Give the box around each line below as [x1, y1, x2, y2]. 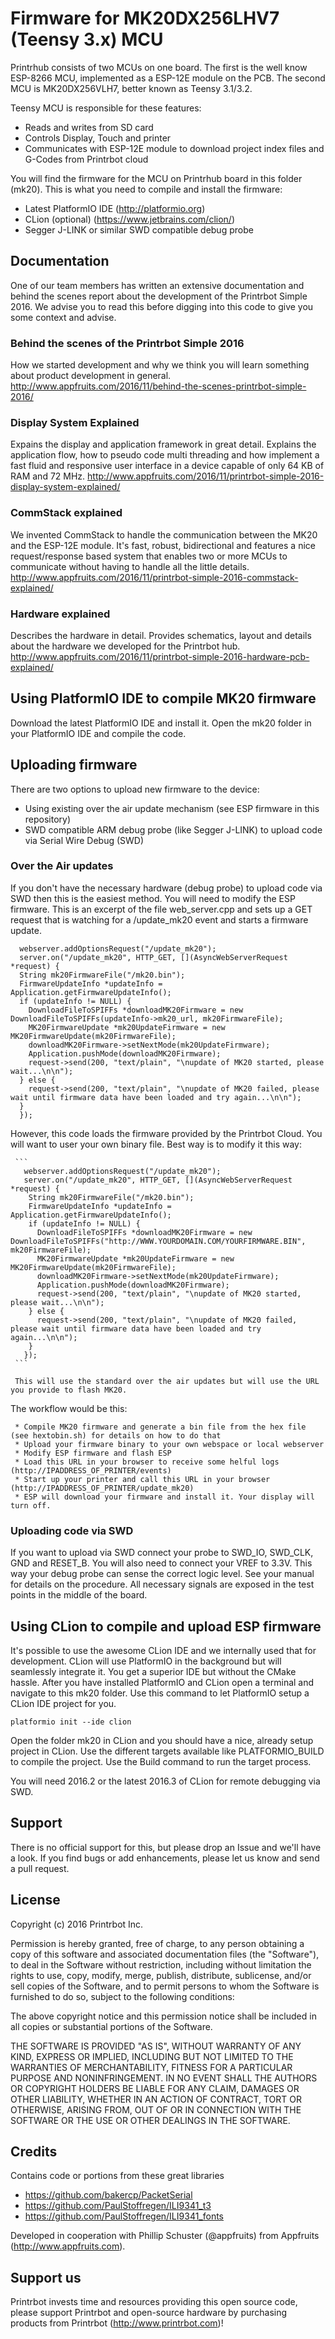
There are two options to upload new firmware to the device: [10, 783, 260, 795]
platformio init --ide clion [10, 1717, 132, 1727]
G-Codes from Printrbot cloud [24, 153, 149, 165]
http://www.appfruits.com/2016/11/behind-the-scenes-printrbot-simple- [10, 380, 307, 392]
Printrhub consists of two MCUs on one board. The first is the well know [10, 61, 308, 73]
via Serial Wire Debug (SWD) [24, 834, 145, 846]
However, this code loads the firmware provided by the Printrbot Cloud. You [10, 1127, 323, 1139]
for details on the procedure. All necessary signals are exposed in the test [10, 1578, 315, 1591]
